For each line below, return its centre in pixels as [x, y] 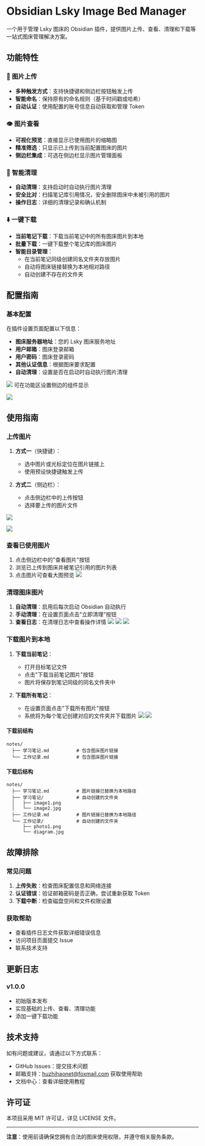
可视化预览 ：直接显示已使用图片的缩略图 [66, 140]
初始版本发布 [31, 1001]
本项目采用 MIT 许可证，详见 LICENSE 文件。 [63, 1118]
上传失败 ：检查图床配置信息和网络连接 [63, 885]
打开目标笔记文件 [46, 667]
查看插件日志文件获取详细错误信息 [58, 933]
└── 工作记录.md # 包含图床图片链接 [65, 757]
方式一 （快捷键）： [38, 451]
